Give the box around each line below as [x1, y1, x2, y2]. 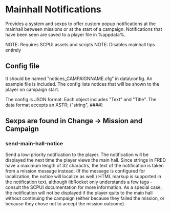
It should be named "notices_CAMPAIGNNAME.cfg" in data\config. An [5, 75, 153, 82]
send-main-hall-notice [5, 140, 63, 147]
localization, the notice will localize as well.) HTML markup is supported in [5, 174, 161, 180]
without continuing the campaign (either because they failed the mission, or [5, 195, 165, 201]
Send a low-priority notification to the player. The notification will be [5, 151, 149, 158]
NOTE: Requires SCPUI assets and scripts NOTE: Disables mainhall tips [5, 41, 155, 47]
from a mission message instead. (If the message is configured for [5, 168, 145, 174]
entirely [5, 47, 22, 53]
